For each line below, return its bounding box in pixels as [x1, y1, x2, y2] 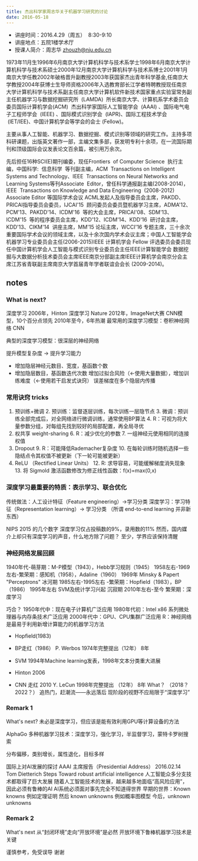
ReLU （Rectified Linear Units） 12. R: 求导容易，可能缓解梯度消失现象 [14, 460, 186, 467]
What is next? [6, 295, 47, 304]
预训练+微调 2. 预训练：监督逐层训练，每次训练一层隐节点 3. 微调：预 [14, 408, 183, 415]
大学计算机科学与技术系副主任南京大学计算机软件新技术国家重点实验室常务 [6, 88, 187, 95]
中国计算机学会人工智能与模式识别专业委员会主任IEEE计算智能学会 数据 [11, 245, 184, 252]
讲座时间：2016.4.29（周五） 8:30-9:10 [14, 31, 112, 38]
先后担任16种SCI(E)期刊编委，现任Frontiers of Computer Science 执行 [6, 158, 179, 165]
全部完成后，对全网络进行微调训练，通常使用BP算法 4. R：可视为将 [19, 415, 183, 422]
